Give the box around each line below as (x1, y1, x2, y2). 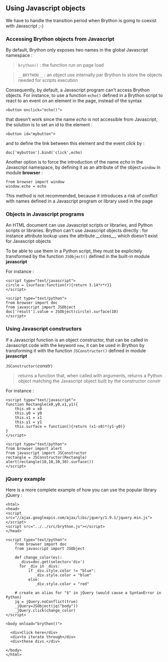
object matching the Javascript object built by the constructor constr (18, 378, 161, 384)
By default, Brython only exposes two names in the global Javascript (6, 47, 148, 53)
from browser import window (6, 179, 65, 185)
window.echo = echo (6, 184, 47, 189)
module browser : (6, 170, 43, 176)
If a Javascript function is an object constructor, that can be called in (6, 337, 148, 343)
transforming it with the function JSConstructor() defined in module (6, 347, 146, 353)
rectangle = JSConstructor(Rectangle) (6, 454, 87, 460)
